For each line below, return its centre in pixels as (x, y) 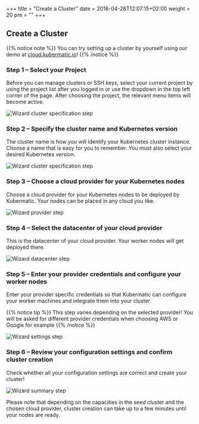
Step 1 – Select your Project (46, 70)
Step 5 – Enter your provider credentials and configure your (94, 274)
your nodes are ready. (33, 414)
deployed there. (26, 247)
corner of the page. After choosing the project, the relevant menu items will (99, 95)
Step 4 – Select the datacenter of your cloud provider (84, 228)
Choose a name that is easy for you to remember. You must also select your (99, 148)
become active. (25, 102)
